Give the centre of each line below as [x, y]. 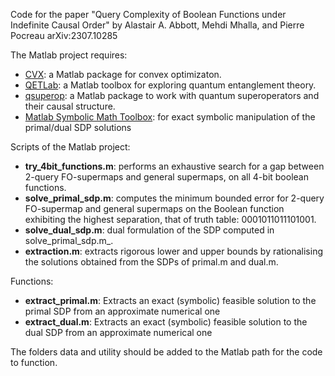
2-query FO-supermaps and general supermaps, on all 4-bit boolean [166, 177]
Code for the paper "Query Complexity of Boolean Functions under [148, 14]
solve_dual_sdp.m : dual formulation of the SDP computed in [149, 230]
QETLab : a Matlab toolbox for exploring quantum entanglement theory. [170, 85]
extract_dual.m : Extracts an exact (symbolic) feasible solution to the [166, 322]
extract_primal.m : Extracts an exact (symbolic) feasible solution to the [170, 300]
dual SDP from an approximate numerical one [118, 332]
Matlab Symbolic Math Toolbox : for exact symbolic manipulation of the [170, 117]
